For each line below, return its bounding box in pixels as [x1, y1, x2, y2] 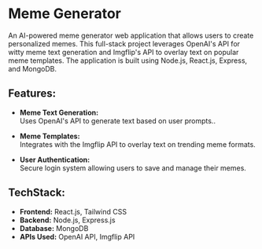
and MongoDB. [8, 64, 57, 73]
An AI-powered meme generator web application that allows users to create [8, 31, 254, 40]
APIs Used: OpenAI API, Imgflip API [19, 232, 135, 241]
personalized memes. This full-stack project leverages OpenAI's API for [8, 38, 241, 48]
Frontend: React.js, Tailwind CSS [19, 207, 127, 216]
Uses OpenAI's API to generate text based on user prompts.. [19, 115, 216, 126]
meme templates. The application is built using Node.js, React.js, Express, [8, 56, 248, 65]
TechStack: [8, 186, 65, 200]
